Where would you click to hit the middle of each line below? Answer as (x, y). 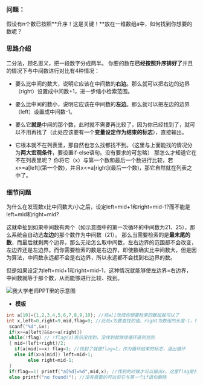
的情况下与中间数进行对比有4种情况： (53, 70)
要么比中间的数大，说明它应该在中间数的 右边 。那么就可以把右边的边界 (102, 84)
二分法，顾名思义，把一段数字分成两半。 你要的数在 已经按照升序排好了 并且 (100, 63)
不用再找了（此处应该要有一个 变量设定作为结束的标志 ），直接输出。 (104, 132)
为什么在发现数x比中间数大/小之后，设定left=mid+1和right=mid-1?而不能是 (98, 207)
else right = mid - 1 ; (51, 360)
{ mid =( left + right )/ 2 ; (37, 344)
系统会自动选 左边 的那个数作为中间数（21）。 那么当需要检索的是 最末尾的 (101, 235)
